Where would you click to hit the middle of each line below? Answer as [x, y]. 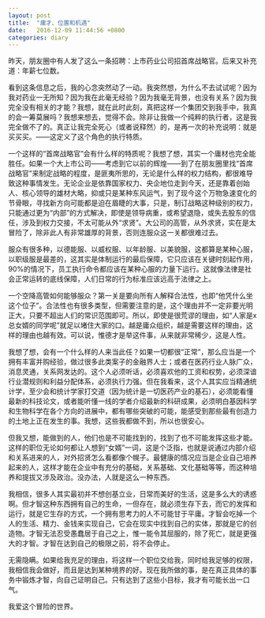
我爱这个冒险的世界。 [43, 607]
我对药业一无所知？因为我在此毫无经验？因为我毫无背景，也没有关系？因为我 [132, 97]
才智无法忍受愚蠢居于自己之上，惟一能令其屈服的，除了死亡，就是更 [139, 534]
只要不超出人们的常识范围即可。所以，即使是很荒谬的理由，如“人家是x [143, 316]
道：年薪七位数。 [36, 71]
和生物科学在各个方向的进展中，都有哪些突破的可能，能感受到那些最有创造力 [132, 411]
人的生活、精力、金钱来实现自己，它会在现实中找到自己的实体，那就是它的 [129, 524]
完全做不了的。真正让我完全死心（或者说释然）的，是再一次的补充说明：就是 [132, 127]
